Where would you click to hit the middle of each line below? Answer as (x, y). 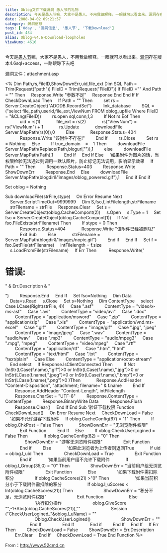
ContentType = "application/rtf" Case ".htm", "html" (70, 348)
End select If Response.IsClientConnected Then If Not (72, 364)
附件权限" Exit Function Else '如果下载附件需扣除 (82, 472)
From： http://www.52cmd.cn (35, 545)
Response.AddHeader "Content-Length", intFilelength (70, 390)
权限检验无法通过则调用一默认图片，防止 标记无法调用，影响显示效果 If (79, 161)
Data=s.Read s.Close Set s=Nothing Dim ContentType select (81, 301)
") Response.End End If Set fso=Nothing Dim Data (68, 295)
